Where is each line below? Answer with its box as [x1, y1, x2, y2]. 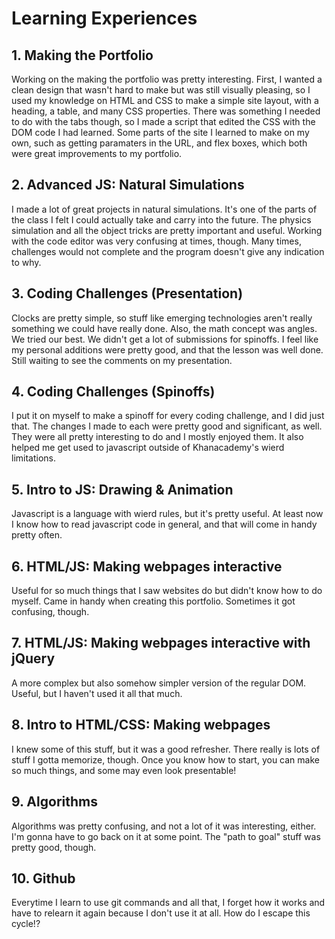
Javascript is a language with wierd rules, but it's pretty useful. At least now [11, 508, 324, 520]
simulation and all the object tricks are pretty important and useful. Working [11, 224, 323, 236]
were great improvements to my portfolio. [11, 148, 183, 159]
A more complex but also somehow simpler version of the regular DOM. [11, 677, 307, 689]
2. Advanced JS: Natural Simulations [11, 177, 245, 194]
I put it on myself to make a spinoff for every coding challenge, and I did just [11, 410, 325, 422]
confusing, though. [11, 606, 90, 618]
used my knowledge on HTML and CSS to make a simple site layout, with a [11, 95, 319, 106]
